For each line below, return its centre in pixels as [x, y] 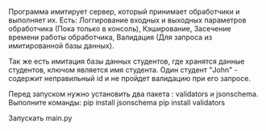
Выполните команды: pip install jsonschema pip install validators [117, 102]
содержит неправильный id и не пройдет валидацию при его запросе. [130, 78]
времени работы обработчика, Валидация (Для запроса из [110, 37]
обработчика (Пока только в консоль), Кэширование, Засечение [120, 29]
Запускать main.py [40, 118]
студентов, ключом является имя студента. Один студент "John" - [123, 70]
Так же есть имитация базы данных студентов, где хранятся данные [127, 61]
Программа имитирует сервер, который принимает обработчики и [124, 12]
